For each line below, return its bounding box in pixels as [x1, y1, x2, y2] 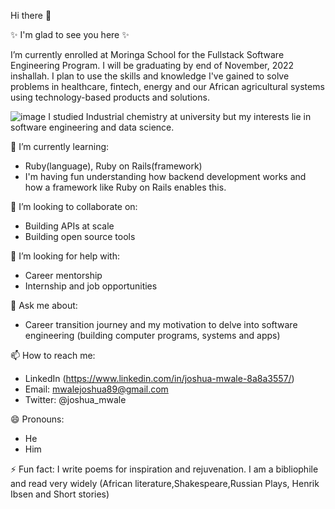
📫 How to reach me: [10, 350, 96, 361]
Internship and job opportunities [24, 280, 158, 292]
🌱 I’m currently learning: [10, 141, 110, 152]
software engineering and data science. [10, 121, 175, 133]
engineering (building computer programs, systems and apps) [24, 330, 281, 341]
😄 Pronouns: [10, 413, 65, 425]
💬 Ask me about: [10, 300, 78, 311]
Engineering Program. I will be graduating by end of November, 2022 [10, 60, 295, 71]
